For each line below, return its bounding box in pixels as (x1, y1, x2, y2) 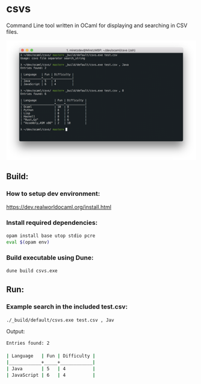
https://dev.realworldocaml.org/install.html (6, 203, 111, 210)
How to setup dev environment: (6, 189, 100, 198)
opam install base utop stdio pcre (6, 233, 96, 239)
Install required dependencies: (6, 218, 98, 227)
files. (6, 28, 19, 35)
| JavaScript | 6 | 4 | (6, 372, 96, 378)
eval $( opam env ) (6, 239, 50, 245)
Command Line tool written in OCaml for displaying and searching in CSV (6, 22, 188, 29)
